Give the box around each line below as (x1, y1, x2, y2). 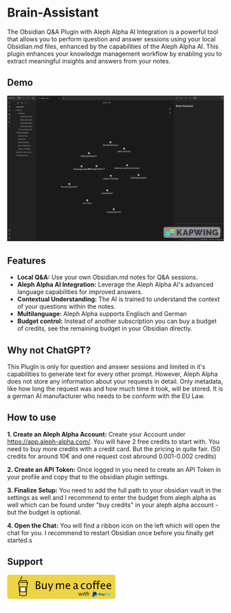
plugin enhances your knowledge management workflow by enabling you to (7, 50, 222, 58)
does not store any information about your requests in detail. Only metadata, (7, 377, 223, 385)
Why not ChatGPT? (7, 344, 91, 356)
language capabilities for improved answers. (16, 288, 143, 296)
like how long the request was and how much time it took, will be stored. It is (7, 384, 223, 393)
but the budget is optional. (7, 508, 82, 516)
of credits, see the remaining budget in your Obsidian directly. (16, 324, 192, 333)
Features (7, 255, 46, 267)
